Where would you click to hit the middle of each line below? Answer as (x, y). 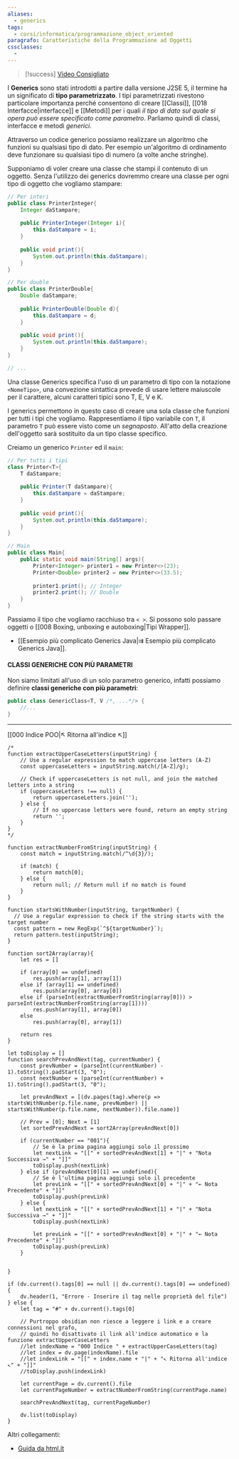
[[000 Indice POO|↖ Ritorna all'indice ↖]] (67, 734)
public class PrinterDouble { (51, 289)
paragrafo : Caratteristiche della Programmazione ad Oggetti (100, 41)
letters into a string (41, 785)
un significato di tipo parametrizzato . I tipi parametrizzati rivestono (106, 95)
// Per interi (28, 197)
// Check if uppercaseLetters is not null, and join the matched (119, 779)
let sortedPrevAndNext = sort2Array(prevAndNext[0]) (100, 1128)
